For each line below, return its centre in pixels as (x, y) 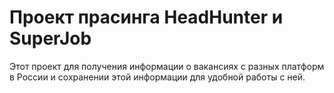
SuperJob (50, 38)
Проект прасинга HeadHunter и (146, 17)
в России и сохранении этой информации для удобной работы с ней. (157, 77)
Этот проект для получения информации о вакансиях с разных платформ (167, 66)
